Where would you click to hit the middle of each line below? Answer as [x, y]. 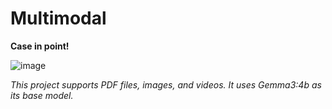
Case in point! [40, 46]
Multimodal [58, 18]
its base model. [42, 95]
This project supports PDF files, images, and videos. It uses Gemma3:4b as [166, 84]
